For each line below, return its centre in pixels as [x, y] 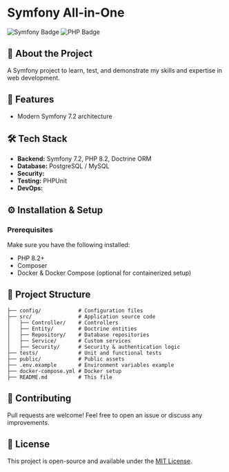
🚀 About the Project [50, 54]
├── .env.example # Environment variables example [91, 365]
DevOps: [30, 188]
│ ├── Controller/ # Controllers [63, 323]
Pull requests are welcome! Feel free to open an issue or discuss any [105, 415]
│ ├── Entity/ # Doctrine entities [72, 329]
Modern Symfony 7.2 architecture [64, 116]
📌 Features [31, 99]
